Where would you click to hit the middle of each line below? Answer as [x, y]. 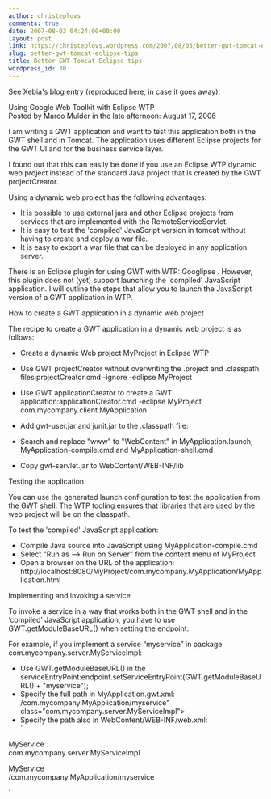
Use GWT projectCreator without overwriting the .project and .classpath [140, 368]
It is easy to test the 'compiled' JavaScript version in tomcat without [133, 230]
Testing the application [46, 481]
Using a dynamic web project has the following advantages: [108, 197]
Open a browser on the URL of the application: [97, 562]
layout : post [30, 38]
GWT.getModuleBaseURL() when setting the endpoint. [99, 628]
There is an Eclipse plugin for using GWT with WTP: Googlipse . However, [131, 271]
